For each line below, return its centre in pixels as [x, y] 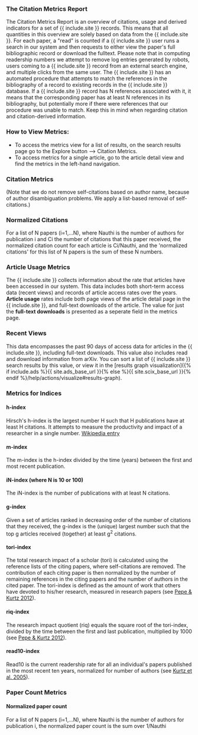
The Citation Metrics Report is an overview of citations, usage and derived [97, 22]
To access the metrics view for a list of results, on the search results [98, 145]
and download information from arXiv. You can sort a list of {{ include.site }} [98, 359]
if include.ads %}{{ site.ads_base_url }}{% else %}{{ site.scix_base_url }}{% [98, 371]
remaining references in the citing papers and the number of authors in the [97, 579]
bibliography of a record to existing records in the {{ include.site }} [87, 85]
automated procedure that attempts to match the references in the [87, 78]
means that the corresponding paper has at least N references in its [88, 97]
